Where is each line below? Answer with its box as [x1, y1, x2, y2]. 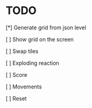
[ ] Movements [5, 83, 42, 90]
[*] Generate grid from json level [5, 24, 87, 31]
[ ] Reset [5, 95, 27, 102]
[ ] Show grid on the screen [5, 35, 74, 43]
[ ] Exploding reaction [5, 59, 60, 67]
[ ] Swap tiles [5, 47, 39, 55]
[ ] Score [5, 71, 28, 78]
